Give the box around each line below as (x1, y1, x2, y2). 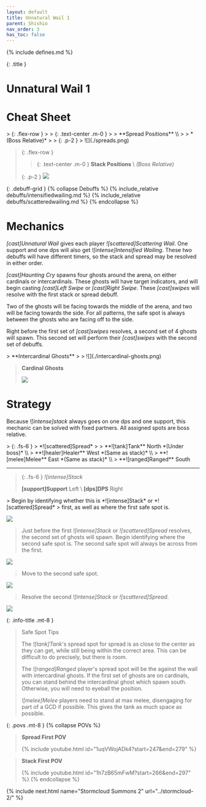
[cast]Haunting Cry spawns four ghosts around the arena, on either (6, 271, 177, 279)
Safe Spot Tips (21, 629, 59, 636)
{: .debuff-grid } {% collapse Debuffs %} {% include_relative (6, 185, 159, 193)
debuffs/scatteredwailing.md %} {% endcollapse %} (6, 198, 139, 205)
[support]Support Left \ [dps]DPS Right (21, 485, 123, 492)
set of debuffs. (6, 341, 44, 348)
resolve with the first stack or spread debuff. (6, 291, 118, 298)
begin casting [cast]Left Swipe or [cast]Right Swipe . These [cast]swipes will (6, 285, 200, 292)
